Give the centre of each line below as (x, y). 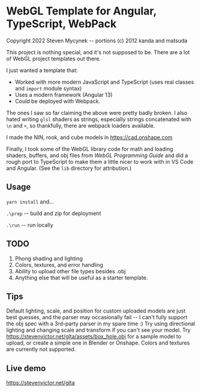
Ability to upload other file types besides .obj (70, 271)
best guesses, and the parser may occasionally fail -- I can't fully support (97, 317)
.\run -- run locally (30, 225)
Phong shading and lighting (49, 258)
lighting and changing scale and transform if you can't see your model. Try (98, 330)
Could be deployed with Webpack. (58, 101)
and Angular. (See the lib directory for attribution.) (69, 168)
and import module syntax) (48, 88)
